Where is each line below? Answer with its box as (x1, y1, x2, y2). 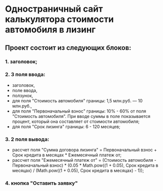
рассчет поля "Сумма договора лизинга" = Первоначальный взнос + (12, 147, 157, 153)
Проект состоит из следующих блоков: (5, 43, 132, 52)
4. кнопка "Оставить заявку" (5, 180, 78, 187)
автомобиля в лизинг (5, 24, 96, 35)
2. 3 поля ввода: (5, 71, 45, 78)
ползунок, (12, 93, 33, 98)
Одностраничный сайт (5, 3, 103, 15)
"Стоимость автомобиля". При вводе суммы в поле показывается (12, 113, 150, 119)
